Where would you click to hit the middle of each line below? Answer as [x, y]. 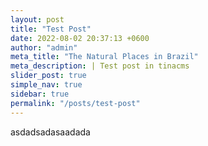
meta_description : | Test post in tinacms [100, 66]
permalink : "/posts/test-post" [75, 103]
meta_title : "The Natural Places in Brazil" [104, 57]
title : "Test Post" [51, 29]
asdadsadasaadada [50, 132]
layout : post [37, 19]
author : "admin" [44, 47]
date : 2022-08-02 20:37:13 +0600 [80, 38]
